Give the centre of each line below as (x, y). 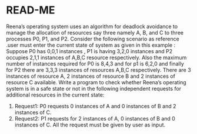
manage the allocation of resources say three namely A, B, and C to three (95, 32)
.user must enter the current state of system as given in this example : (91, 45)
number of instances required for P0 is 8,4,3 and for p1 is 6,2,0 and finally (95, 63)
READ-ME (31, 10)
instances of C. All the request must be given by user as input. (90, 125)
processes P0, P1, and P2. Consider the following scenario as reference (93, 39)
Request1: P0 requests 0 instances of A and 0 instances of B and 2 (95, 106)
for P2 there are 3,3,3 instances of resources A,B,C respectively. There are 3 (98, 70)
